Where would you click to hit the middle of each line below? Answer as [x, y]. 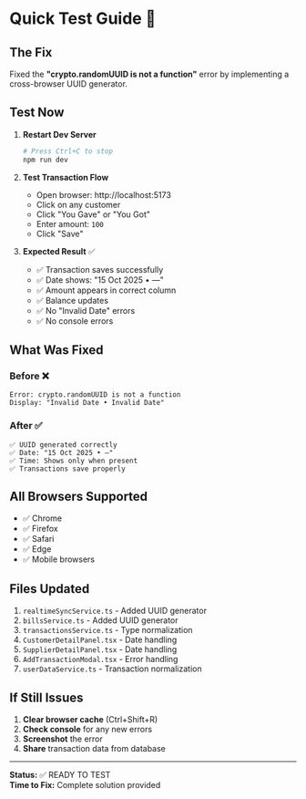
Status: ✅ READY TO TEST [60, 774]
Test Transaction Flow [66, 177]
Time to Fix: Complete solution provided [85, 784]
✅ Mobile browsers [59, 559]
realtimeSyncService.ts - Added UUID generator [115, 611]
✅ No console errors [75, 321]
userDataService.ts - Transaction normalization [112, 669]
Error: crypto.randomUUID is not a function [95, 395]
